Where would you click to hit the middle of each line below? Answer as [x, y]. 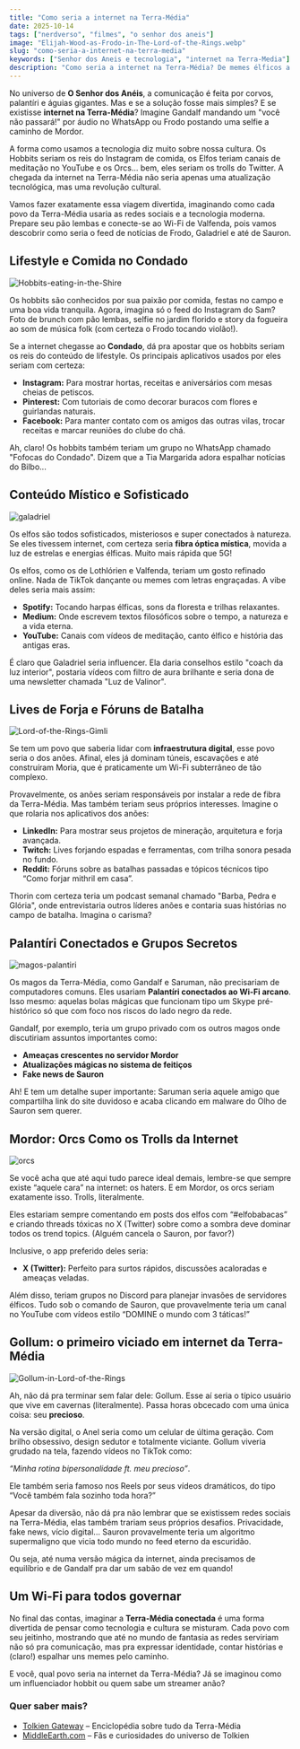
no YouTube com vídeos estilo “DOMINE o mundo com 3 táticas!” [130, 1314]
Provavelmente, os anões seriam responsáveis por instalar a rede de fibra [145, 794]
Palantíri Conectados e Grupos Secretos [124, 943]
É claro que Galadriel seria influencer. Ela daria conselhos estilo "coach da [146, 662]
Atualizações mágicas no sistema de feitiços [107, 1065]
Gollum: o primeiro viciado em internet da [127, 1342]
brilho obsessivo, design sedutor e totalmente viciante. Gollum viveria [137, 1441]
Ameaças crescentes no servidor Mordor [100, 1055]
